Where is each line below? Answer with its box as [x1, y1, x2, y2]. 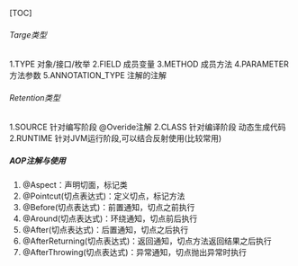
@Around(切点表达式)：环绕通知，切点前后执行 [22, 213, 198, 224]
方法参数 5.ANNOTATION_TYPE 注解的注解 [9, 70, 167, 81]
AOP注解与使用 [9, 155, 66, 165]
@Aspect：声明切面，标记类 [22, 180, 128, 191]
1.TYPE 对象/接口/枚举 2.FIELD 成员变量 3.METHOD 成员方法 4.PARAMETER [9, 58, 290, 70]
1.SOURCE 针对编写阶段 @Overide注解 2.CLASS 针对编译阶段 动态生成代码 [9, 121, 286, 133]
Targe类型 [9, 29, 48, 40]
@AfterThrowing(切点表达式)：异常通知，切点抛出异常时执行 [22, 247, 248, 258]
